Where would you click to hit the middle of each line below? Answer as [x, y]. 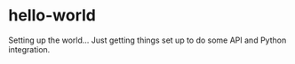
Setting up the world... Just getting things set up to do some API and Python [147, 40]
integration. [29, 49]
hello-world [52, 16]
